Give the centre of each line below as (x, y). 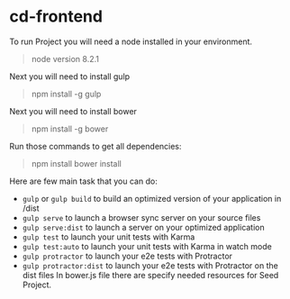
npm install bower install (76, 163)
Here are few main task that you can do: (83, 181)
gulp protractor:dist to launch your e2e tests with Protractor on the (150, 265)
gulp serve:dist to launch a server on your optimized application (144, 227)
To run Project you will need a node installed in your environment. (131, 41)
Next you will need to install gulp (70, 76)
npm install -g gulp (66, 94)
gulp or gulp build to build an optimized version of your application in (152, 198)
